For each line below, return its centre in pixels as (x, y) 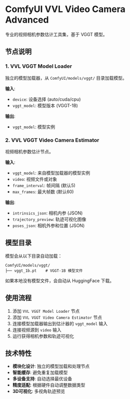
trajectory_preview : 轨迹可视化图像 (49, 219)
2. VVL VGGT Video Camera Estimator (52, 140)
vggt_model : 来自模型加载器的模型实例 (51, 173)
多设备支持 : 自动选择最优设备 (42, 379)
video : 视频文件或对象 (35, 179)
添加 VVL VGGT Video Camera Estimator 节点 (57, 317)
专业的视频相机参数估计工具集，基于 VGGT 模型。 (56, 34)
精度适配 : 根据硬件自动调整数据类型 (49, 385)
